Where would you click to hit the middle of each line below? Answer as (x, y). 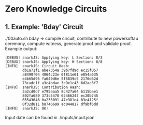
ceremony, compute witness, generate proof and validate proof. (68, 44)
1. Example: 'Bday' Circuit (44, 27)
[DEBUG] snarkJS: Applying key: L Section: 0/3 (54, 58)
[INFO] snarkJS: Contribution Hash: (43, 87)
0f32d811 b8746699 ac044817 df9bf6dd (60, 104)
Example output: (21, 49)
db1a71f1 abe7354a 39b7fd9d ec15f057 (60, 70)
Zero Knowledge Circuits (56, 9)
